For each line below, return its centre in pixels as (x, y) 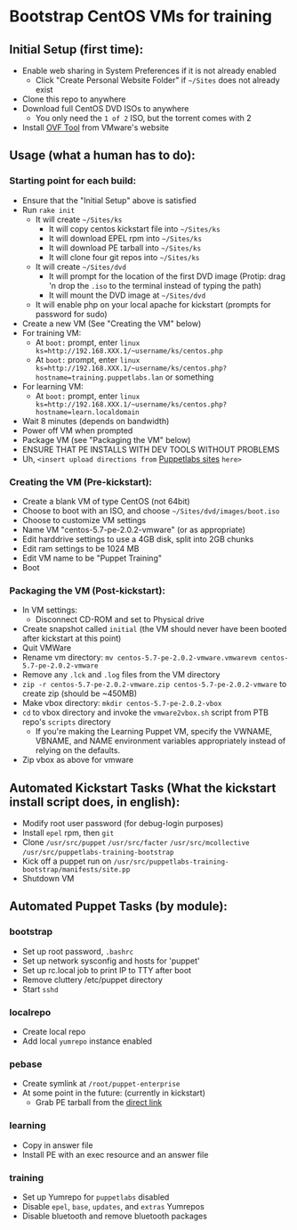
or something (189, 377)
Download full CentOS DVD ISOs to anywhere (105, 108)
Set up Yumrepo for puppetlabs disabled (96, 1197)
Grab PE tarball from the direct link (99, 1103)
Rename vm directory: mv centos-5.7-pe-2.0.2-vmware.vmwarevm (139, 658)
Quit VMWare (47, 648)
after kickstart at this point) (72, 638)
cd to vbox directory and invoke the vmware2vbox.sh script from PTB (145, 713)
